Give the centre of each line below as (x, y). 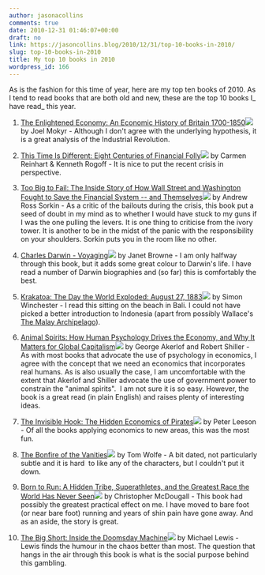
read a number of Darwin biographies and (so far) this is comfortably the (138, 272)
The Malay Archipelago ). (60, 321)
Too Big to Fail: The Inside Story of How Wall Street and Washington (131, 187)
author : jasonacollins (46, 15)
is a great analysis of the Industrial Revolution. (95, 139)
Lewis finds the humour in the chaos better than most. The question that (138, 546)
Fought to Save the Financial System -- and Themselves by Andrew (134, 197)
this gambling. (43, 562)
